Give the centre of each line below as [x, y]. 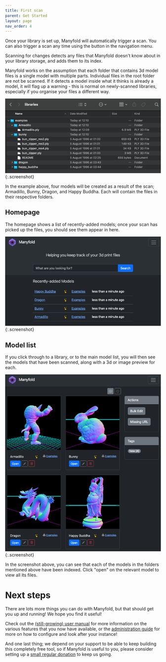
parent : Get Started [26, 16]
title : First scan [24, 10]
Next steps [28, 595]
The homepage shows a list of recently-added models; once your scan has [82, 224]
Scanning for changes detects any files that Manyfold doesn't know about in [83, 56]
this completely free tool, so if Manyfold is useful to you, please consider [79, 649]
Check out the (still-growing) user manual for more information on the [76, 624]
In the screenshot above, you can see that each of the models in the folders [82, 564]
